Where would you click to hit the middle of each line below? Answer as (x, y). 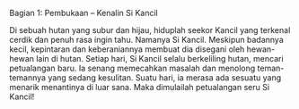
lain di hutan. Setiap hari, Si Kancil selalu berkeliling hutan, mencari (160, 59)
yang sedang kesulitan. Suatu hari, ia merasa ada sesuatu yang (165, 78)
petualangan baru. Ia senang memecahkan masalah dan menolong (132, 68)
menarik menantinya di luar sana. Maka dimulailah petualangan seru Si (140, 87)
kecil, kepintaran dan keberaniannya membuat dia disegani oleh (127, 49)
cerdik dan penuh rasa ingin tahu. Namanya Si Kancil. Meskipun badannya (147, 40)
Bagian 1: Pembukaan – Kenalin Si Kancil (84, 13)
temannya (28, 78)
